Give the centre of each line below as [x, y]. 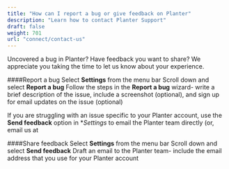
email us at [23, 130]
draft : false [26, 26]
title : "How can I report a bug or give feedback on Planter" [99, 14]
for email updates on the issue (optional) [65, 102]
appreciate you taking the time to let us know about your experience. [106, 66]
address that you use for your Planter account [73, 158]
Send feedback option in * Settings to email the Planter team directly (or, [111, 123]
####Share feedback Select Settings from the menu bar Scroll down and [112, 143]
